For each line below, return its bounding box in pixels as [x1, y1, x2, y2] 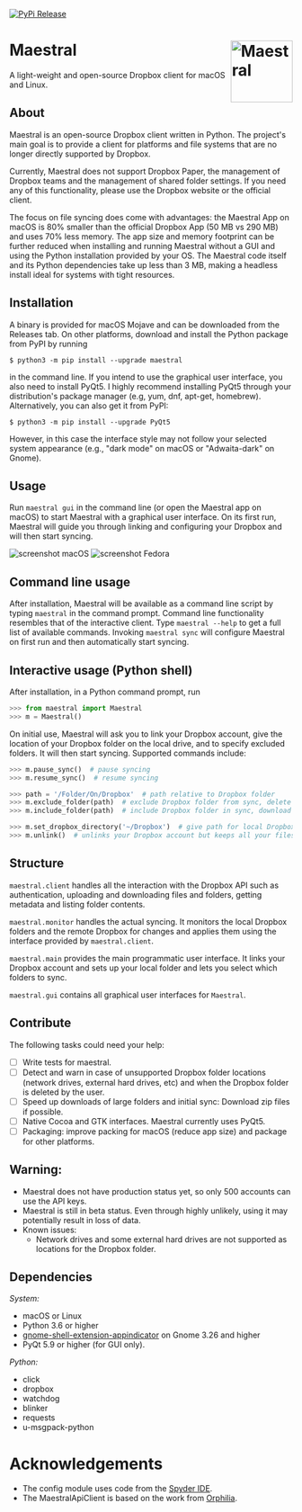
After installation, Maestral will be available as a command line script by [9, 598, 274, 609]
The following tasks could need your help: [9, 1039, 164, 1050]
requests [22, 1412, 56, 1423]
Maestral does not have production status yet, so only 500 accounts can [22, 1185, 291, 1196]
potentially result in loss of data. [22, 1214, 141, 1225]
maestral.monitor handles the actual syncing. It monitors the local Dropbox [9, 916, 288, 926]
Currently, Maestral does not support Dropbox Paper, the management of [9, 166, 280, 176]
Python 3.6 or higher [22, 1320, 99, 1331]
